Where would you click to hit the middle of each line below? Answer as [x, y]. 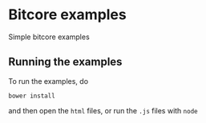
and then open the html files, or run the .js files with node [103, 110]
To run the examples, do [48, 81]
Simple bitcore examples [49, 37]
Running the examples [65, 62]
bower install [32, 96]
